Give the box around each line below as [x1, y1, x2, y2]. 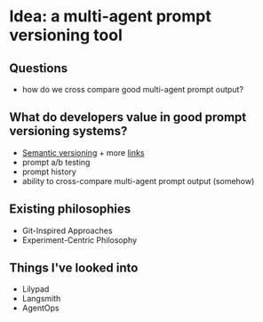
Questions [9, 60, 68, 76]
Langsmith [21, 294, 61, 304]
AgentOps [21, 302, 60, 313]
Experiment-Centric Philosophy [21, 234, 138, 246]
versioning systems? [9, 124, 128, 139]
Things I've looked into [9, 261, 139, 276]
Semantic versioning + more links [21, 147, 145, 157]
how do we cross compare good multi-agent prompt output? [21, 85, 244, 94]
